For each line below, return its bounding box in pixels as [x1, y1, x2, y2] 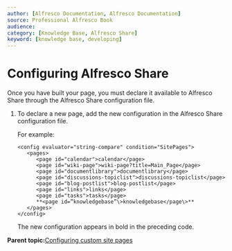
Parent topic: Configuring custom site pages [7, 236, 133, 245]
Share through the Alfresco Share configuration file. [7, 96, 154, 105]
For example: [17, 130, 55, 139]
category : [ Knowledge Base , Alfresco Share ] [7, 29, 138, 37]
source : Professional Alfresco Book [7, 17, 113, 24]
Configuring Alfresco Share [7, 66, 169, 82]
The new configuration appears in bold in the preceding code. [17, 223, 195, 231]
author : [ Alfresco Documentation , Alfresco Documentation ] [7, 10, 181, 17]
